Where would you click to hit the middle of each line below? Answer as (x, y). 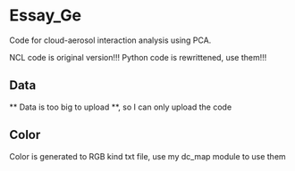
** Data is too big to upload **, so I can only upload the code (121, 107)
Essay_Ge (46, 16)
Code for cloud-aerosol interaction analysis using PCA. (110, 40)
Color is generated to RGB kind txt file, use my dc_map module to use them (147, 156)
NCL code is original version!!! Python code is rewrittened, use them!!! (138, 57)
